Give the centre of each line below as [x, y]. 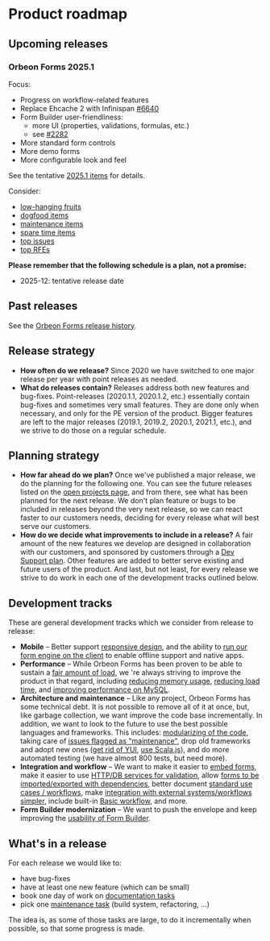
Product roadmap [68, 14]
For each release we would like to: [65, 863]
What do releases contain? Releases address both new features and [135, 387]
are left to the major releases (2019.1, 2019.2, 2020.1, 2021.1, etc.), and [136, 422]
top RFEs [35, 249]
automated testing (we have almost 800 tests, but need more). [124, 758]
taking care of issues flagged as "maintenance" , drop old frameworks [135, 741]
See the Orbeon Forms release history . [73, 325]
